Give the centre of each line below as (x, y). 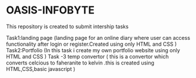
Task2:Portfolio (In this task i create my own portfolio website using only (93, 50)
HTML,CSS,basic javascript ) (41, 69)
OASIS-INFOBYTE (50, 10)
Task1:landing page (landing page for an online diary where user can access (98, 38)
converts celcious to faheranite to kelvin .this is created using (80, 63)
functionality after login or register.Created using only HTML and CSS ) (92, 44)
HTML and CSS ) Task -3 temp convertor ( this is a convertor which (87, 56)
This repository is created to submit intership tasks (67, 26)
